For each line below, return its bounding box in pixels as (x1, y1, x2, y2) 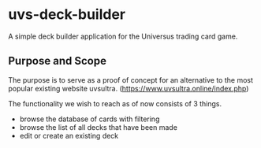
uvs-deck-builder (8, 6, 126, 24)
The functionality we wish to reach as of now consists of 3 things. (8, 98, 222, 108)
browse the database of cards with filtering (19, 114, 160, 124)
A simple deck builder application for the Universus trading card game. (8, 31, 238, 41)
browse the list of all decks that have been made (19, 122, 177, 131)
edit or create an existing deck (19, 131, 119, 140)
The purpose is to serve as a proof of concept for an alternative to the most (8, 75, 254, 84)
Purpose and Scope (8, 54, 106, 68)
